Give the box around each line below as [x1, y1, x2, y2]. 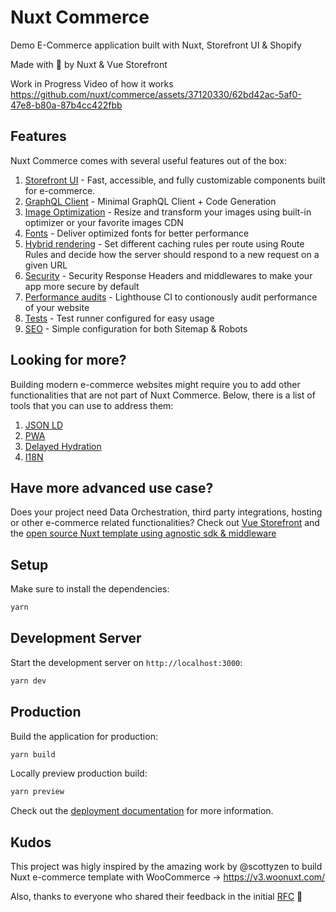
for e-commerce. [24, 184, 96, 196]
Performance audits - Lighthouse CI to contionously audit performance [24, 291, 318, 303]
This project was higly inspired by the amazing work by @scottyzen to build [10, 861, 323, 873]
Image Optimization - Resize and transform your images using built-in [24, 206, 312, 218]
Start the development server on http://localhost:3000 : [10, 656, 243, 668]
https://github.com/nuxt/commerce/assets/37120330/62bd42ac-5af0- [10, 88, 302, 100]
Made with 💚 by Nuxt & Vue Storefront [10, 58, 168, 70]
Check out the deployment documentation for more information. [10, 805, 274, 817]
